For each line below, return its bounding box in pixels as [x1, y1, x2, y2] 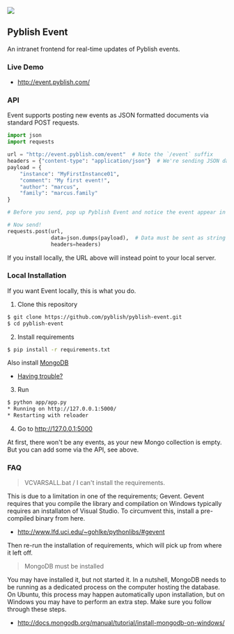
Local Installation [7, 271, 67, 280]
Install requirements [17, 333, 75, 341]
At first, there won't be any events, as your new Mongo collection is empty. [7, 438, 222, 447]
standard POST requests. [7, 118, 80, 127]
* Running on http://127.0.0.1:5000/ [7, 406, 117, 413]
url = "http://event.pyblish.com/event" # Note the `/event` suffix [7, 151, 214, 158]
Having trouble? [17, 372, 63, 381]
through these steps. [7, 605, 67, 614]
